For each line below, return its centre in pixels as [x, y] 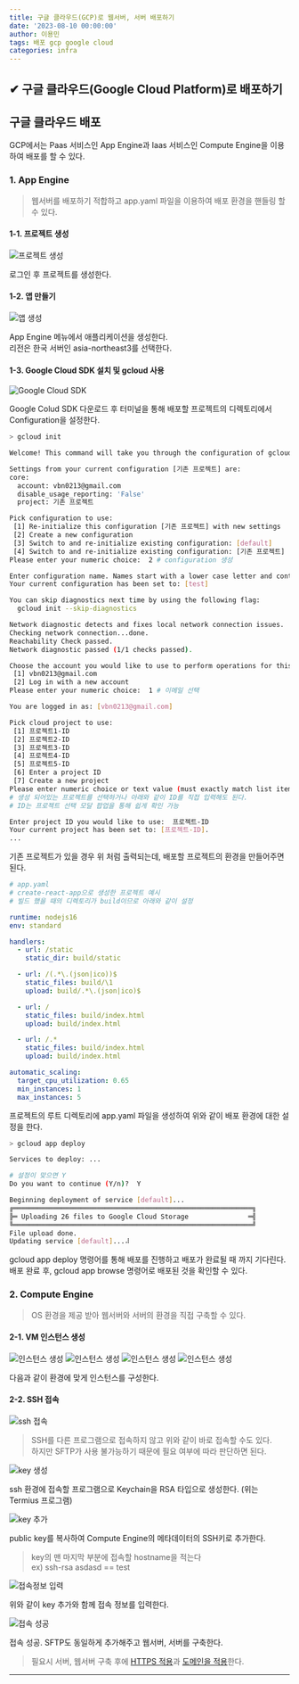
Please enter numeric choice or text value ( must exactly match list [141, 789]
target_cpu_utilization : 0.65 [73, 1080]
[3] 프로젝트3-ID [41, 747]
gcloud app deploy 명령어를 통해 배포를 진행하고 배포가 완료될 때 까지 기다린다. [148, 1259]
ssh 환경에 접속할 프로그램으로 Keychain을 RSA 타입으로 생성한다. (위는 [134, 1490]
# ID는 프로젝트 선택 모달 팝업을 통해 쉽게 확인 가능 [94, 805]
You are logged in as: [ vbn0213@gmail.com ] [91, 707]
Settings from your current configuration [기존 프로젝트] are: [125, 469]
